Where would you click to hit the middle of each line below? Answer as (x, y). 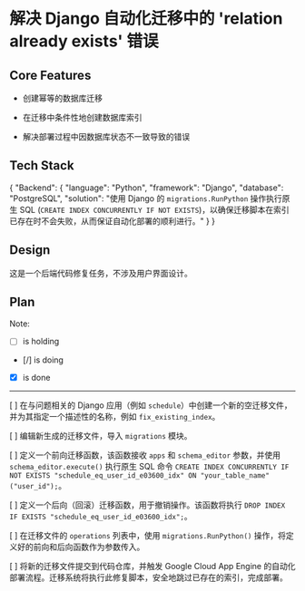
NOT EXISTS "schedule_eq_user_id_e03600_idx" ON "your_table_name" (140, 475)
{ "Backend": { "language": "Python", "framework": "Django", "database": (147, 188)
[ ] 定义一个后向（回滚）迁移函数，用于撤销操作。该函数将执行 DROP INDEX (148, 505)
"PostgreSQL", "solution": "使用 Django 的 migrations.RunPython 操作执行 (146, 198)
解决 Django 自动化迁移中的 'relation (146, 19)
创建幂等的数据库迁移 (62, 98)
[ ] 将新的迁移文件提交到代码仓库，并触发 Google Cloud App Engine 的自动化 (152, 566)
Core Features (50, 75)
